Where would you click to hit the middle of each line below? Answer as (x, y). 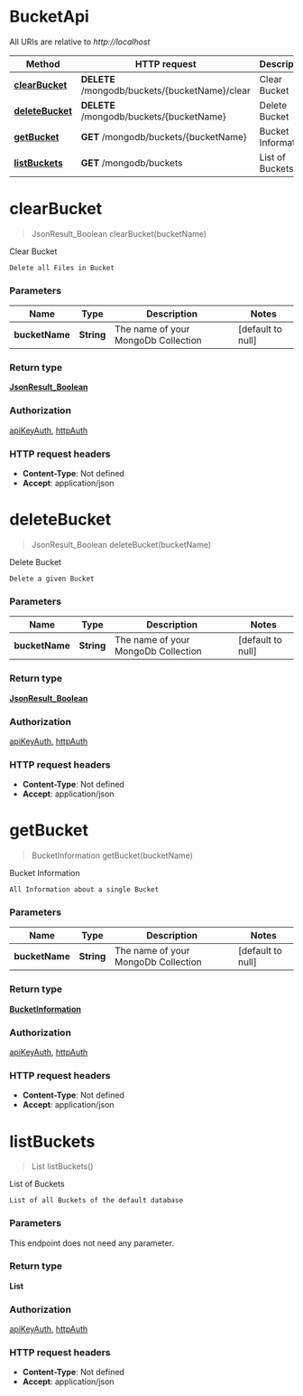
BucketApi (50, 17)
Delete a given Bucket (52, 579)
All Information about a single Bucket (84, 890)
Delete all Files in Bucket (62, 268)
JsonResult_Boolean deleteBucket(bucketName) (121, 545)
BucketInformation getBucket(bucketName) (112, 855)
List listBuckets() (62, 1166)
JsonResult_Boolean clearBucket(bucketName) (119, 233)
